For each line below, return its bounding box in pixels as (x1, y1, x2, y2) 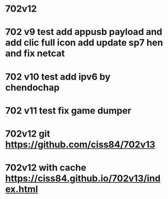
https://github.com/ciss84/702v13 (5, 139, 156, 150)
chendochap (5, 82, 60, 93)
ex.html (5, 183, 38, 195)
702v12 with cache (5, 162, 86, 174)
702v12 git (5, 128, 51, 139)
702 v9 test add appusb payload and (5, 26, 162, 38)
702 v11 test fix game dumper (5, 105, 131, 116)
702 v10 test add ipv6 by (5, 71, 111, 83)
